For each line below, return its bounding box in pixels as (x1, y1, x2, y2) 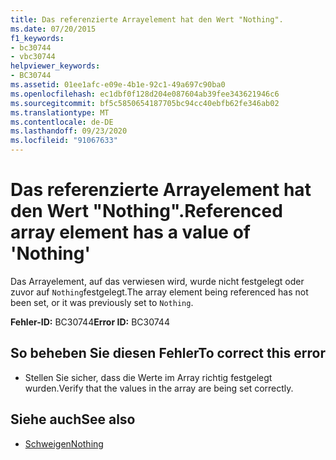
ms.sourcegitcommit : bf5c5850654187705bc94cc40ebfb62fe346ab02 (10, 98, 280, 108)
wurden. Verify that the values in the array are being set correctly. (24, 382, 294, 394)
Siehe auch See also (10, 411, 136, 428)
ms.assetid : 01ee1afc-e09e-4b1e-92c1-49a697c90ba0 (10, 80, 226, 90)
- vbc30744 (10, 52, 56, 62)
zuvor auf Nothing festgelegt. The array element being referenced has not (10, 286, 309, 298)
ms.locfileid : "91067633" (10, 136, 118, 146)
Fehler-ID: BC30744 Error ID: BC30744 (10, 316, 170, 328)
